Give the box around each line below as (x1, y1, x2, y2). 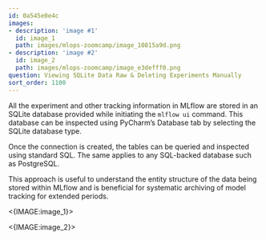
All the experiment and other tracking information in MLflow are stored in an (8, 101, 259, 110)
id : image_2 (15, 57, 56, 65)
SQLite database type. (8, 126, 83, 136)
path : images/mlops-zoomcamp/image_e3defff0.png (15, 64, 181, 72)
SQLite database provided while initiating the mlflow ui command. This (8, 109, 244, 118)
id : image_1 (15, 34, 56, 42)
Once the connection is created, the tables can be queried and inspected (8, 142, 250, 151)
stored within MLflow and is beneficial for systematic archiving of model (8, 182, 247, 192)
